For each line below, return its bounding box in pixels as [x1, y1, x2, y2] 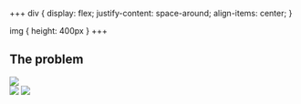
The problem [9, 52, 84, 68]
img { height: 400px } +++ [9, 26, 108, 36]
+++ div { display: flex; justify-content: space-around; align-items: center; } [9, 8, 293, 18]
